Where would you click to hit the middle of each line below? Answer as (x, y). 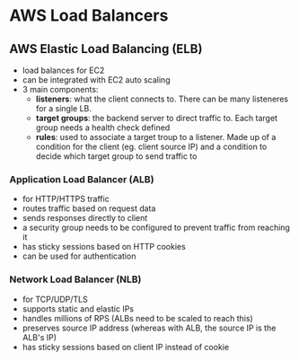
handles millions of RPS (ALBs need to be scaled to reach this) (137, 318)
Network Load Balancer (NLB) (75, 279)
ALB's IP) (39, 337)
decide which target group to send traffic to (116, 156)
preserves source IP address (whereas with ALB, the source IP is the (149, 328)
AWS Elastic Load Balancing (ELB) (106, 49)
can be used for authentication (79, 256)
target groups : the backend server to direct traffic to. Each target (157, 118)
